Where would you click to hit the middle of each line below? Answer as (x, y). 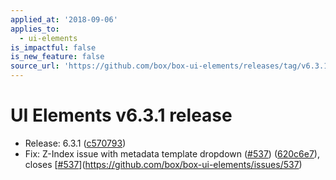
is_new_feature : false (57, 57)
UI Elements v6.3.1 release (121, 115)
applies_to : (35, 29)
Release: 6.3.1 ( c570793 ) (75, 143)
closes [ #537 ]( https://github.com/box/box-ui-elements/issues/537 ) (163, 164)
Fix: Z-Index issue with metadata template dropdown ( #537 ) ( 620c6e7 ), (172, 153)
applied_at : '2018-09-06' (64, 19)
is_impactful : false (53, 47)
